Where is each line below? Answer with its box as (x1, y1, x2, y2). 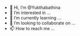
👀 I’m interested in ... (9, 10, 51, 16)
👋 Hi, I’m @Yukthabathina (9, 5, 61, 10)
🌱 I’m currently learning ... (9, 15, 62, 20)
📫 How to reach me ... (9, 26, 55, 31)
